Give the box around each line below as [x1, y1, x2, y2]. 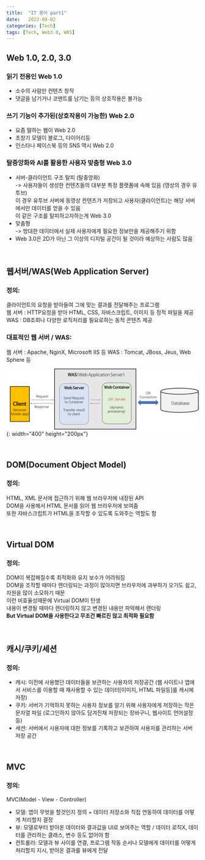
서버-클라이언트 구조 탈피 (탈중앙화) [15, 174, 101, 181]
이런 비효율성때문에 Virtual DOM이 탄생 [6, 597, 101, 605]
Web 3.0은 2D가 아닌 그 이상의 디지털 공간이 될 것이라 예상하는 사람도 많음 [15, 235, 193, 242]
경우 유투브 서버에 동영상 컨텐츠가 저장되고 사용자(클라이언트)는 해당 [21, 196, 184, 204]
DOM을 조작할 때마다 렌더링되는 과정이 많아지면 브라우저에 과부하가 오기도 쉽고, [6, 581, 196, 589]
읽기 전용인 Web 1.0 [6, 72, 63, 81]
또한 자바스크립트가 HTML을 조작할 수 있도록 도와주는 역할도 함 [6, 509, 157, 516]
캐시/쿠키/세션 [6, 644, 57, 654]
